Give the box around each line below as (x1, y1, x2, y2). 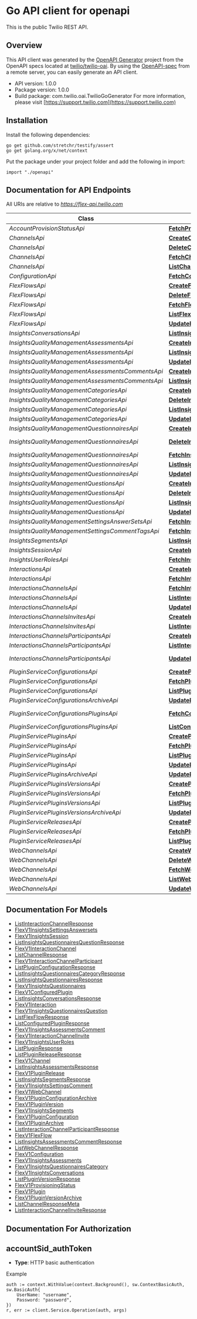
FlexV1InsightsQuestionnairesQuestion (14, 1007, 108, 1015)
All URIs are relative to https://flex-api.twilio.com (6, 200, 123, 208)
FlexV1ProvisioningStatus (14, 1182, 76, 1189)
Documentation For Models (6, 905, 108, 915)
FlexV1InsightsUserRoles (14, 1039, 74, 1046)
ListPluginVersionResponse (14, 1175, 81, 1182)
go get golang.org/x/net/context (6, 148, 88, 154)
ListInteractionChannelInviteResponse (14, 1206, 107, 1214)
